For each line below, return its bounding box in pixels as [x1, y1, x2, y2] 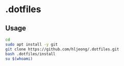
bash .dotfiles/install [5, 51, 56, 56]
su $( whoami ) [5, 56, 33, 61]
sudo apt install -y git [5, 42, 58, 47]
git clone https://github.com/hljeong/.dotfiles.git [5, 47, 119, 52]
